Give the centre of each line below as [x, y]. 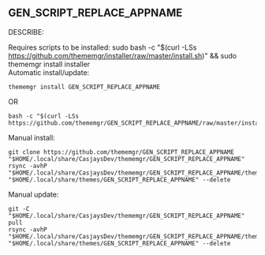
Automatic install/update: [49, 72]
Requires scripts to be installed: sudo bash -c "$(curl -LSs [103, 47]
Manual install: [32, 137]
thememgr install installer [49, 64]
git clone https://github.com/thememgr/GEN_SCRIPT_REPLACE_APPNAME [121, 152]
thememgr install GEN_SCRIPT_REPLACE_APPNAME [84, 87]
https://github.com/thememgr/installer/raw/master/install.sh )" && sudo [123, 55]
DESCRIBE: [26, 32]
